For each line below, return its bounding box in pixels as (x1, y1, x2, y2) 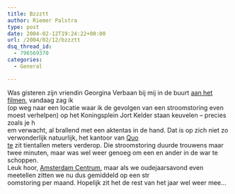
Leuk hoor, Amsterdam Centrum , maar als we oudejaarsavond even (7, 163, 204, 171)
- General (13, 63, 42, 70)
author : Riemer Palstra (7, 17, 78, 24)
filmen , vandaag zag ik (7, 96, 74, 104)
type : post (7, 23, 40, 30)
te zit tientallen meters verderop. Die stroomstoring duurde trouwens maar (7, 140, 224, 149)
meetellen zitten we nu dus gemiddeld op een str (7, 171, 150, 179)
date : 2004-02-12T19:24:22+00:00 (7, 30, 106, 37)
